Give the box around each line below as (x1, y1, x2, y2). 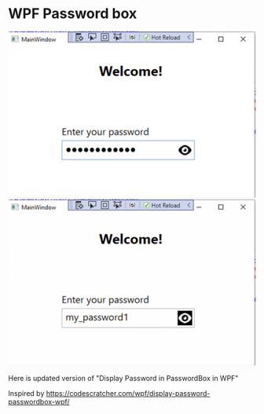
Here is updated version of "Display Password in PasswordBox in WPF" (8, 373, 239, 383)
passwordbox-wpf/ (8, 397, 70, 406)
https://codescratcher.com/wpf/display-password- (46, 388, 211, 398)
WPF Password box (8, 5, 137, 23)
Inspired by (8, 388, 45, 398)
